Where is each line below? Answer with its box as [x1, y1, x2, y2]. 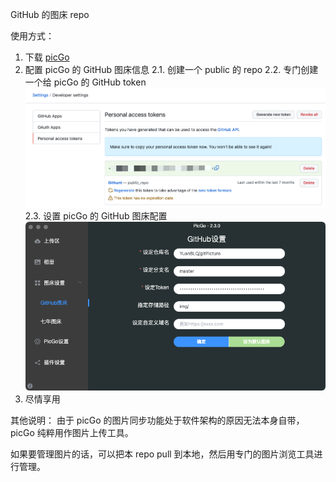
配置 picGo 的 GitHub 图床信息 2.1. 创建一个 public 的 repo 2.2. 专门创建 [24, 64, 319, 75]
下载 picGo [24, 51, 70, 63]
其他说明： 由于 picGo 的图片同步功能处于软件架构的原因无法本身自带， [10, 414, 305, 426]
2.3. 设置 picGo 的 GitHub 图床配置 [24, 209, 168, 222]
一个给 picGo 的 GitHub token [24, 76, 147, 88]
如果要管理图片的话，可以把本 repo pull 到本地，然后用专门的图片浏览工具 [10, 448, 315, 460]
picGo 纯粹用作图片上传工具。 [10, 426, 134, 438]
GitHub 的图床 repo [10, 9, 90, 20]
